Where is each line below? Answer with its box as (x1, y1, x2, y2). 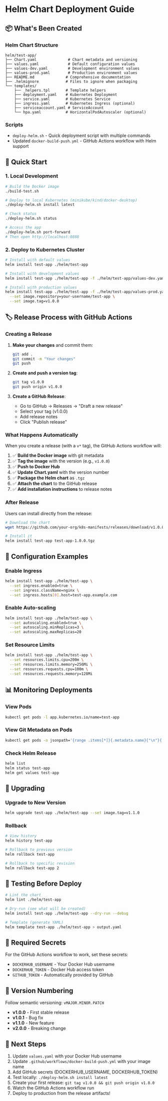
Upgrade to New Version (5, 799, 66, 806)
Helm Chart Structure (5, 41, 58, 48)
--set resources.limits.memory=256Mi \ (9, 662, 93, 667)
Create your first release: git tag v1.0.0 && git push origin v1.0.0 (12, 1080, 155, 1086)
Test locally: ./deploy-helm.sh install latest (12, 1075, 108, 1081)
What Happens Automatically (5, 431, 78, 438)
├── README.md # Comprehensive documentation (5, 74, 131, 79)
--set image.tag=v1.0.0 (9, 299, 59, 304)
